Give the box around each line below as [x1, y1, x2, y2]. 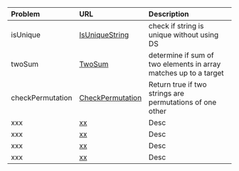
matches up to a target [148, 68, 224, 77]
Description [148, 9, 190, 18]
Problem [11, 9, 41, 18]
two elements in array [148, 60, 221, 69]
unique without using [148, 30, 219, 40]
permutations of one [148, 97, 217, 107]
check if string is [148, 21, 204, 31]
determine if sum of [148, 50, 215, 60]
